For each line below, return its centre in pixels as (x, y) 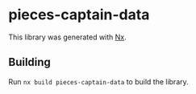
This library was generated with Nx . (67, 37)
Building (29, 62)
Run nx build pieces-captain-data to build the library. (99, 81)
